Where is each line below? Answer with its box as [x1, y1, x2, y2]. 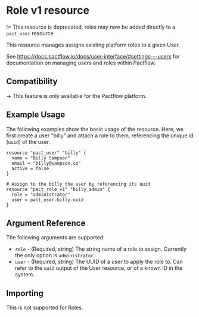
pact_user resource [6, 29, 54, 36]
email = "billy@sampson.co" [11, 160, 82, 166]
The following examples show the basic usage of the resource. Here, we [6, 125, 184, 133]
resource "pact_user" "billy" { [6, 150, 86, 156]
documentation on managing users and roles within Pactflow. [6, 59, 156, 66]
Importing [6, 288, 43, 298]
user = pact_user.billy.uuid [11, 196, 84, 203]
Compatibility [6, 76, 58, 87]
